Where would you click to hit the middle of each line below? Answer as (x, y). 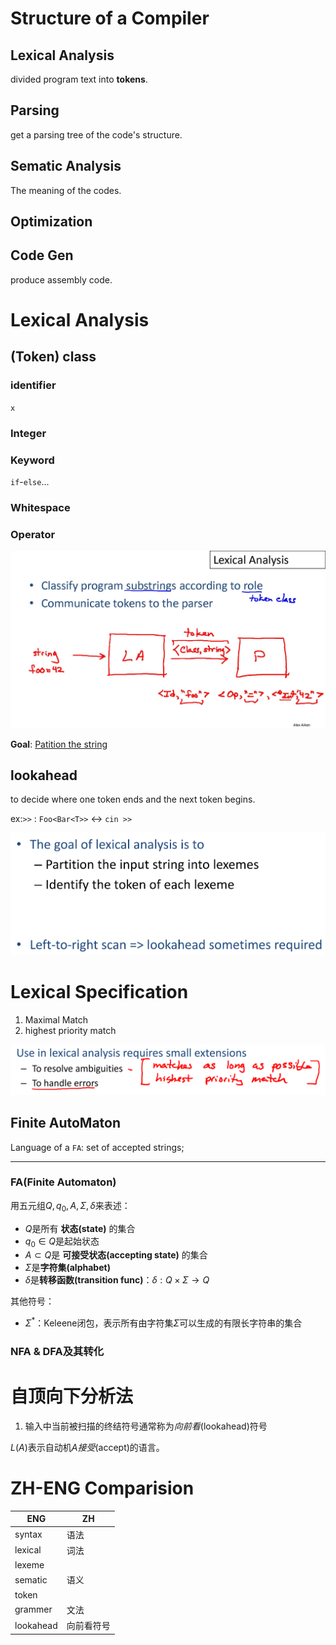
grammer (33, 1609)
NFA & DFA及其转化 (57, 1351)
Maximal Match (56, 1019)
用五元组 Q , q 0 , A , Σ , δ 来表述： (70, 1206)
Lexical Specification (99, 992)
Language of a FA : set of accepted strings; (97, 1147)
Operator (33, 534)
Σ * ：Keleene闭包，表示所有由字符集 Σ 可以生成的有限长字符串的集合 (163, 1322)
